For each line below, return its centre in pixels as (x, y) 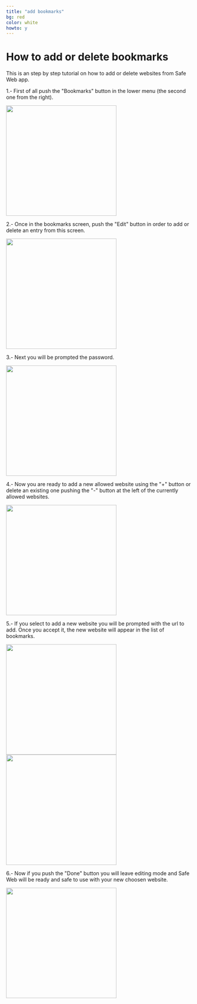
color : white (22, 22)
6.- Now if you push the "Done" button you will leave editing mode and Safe (98, 873)
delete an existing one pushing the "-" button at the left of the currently (92, 491)
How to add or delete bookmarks (87, 57)
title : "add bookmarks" (35, 11)
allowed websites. (28, 497)
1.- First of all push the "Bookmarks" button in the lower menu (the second (96, 91)
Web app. (18, 79)
